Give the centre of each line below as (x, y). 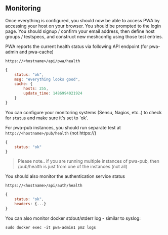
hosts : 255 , (36, 89)
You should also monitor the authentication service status (65, 176)
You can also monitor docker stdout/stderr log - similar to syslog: (73, 218)
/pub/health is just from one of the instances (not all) (72, 167)
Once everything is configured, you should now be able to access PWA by (82, 20)
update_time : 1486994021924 (53, 93)
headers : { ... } (30, 204)
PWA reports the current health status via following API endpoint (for (77, 46)
